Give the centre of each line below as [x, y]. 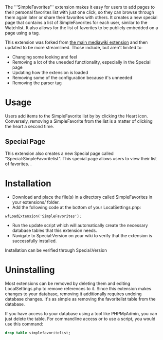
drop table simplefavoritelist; [38, 333]
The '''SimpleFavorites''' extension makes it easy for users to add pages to [80, 7]
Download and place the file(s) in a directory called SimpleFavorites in [82, 197]
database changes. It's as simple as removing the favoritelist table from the [80, 299]
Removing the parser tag [37, 83]
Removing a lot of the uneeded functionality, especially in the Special [81, 62]
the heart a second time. [30, 126]
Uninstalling [30, 270]
